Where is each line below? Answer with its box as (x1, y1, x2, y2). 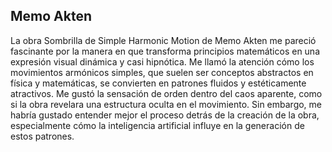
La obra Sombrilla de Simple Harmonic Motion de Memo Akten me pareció (10, 34, 317, 46)
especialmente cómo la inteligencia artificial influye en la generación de (10, 119, 305, 131)
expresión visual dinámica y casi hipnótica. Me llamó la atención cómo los (10, 55, 315, 68)
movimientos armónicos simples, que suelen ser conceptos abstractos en (10, 66, 314, 78)
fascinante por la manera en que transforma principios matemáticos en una (10, 45, 320, 57)
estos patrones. (10, 130, 75, 142)
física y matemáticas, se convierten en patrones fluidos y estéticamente (10, 77, 307, 89)
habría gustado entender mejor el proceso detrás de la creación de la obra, (10, 109, 320, 121)
